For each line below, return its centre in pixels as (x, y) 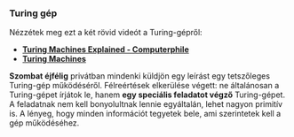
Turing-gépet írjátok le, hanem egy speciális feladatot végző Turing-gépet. (147, 95)
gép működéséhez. (44, 123)
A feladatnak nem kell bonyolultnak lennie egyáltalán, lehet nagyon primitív (146, 104)
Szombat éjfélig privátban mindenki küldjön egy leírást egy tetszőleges (140, 76)
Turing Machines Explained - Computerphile (105, 49)
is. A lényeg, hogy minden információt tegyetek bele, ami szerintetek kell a (145, 114)
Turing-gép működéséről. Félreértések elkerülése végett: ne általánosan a (144, 86)
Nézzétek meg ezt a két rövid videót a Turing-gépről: (106, 33)
